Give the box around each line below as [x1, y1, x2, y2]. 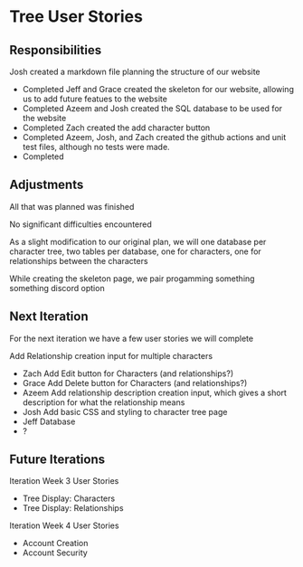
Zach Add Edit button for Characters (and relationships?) [22, 368, 233, 379]
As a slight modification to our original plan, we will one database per [9, 236, 267, 247]
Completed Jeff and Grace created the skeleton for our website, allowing [22, 84, 294, 94]
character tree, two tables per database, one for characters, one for [9, 246, 262, 257]
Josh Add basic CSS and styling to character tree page [22, 406, 228, 417]
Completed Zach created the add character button [22, 122, 211, 133]
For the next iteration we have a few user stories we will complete [9, 333, 254, 344]
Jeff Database [22, 416, 76, 427]
